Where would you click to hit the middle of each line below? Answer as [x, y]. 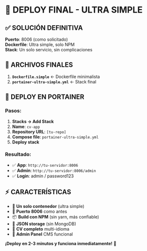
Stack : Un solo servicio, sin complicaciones [49, 50]
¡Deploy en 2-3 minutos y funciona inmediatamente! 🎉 [61, 243]
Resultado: [18, 155]
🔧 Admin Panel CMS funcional [42, 234]
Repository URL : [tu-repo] [39, 132]
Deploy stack [26, 142]
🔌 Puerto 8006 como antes [40, 211]
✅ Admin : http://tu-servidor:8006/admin [54, 170]
